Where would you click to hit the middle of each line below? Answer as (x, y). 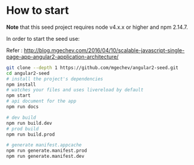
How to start (38, 10)
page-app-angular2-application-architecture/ (62, 56)
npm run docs (23, 107)
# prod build (23, 129)
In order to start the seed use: (43, 38)
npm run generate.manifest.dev (45, 157)
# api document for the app (41, 101)
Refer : (14, 50)
